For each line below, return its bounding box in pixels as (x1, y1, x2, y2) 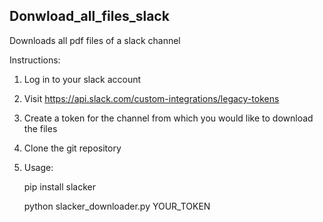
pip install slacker (23, 180, 96, 193)
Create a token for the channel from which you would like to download (23, 112, 314, 124)
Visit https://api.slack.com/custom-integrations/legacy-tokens (23, 92, 280, 104)
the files (23, 122, 58, 134)
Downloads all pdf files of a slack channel (9, 34, 181, 46)
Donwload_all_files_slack (9, 8, 170, 25)
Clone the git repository (23, 142, 122, 154)
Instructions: (9, 54, 61, 66)
